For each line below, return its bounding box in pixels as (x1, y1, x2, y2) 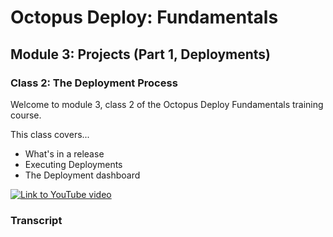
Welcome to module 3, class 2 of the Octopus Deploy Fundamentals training (10, 98, 324, 110)
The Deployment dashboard (24, 169, 141, 181)
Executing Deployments (24, 158, 123, 170)
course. (10, 109, 42, 121)
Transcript (10, 213, 63, 227)
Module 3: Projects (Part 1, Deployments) (10, 46, 272, 63)
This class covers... (10, 128, 90, 140)
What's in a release (24, 147, 105, 160)
